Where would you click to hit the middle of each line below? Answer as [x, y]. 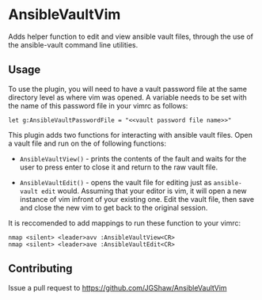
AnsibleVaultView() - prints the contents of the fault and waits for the [133, 158]
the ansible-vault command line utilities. [73, 44]
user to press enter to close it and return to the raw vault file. [119, 167]
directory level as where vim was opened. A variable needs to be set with [127, 97]
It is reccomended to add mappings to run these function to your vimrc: [125, 222]
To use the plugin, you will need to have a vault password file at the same [128, 89]
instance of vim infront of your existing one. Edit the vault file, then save [137, 199]
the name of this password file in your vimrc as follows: [98, 105]
